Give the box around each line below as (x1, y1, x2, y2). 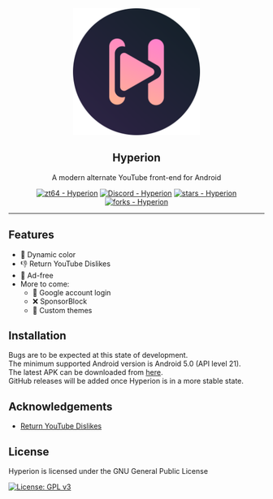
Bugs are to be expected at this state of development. (8, 351, 188, 360)
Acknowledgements (8, 399, 113, 413)
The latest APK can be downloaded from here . (8, 368, 163, 377)
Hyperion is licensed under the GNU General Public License (8, 467, 209, 476)
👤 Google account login (32, 287, 111, 297)
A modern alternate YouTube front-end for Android (51, 172, 222, 182)
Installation (8, 329, 67, 343)
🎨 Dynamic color (19, 249, 76, 259)
